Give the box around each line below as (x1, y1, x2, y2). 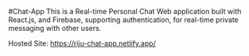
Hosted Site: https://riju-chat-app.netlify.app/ (8, 39, 157, 48)
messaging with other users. (8, 24, 102, 32)
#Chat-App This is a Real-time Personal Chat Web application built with (8, 7, 242, 16)
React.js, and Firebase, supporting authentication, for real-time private (8, 15, 239, 24)
